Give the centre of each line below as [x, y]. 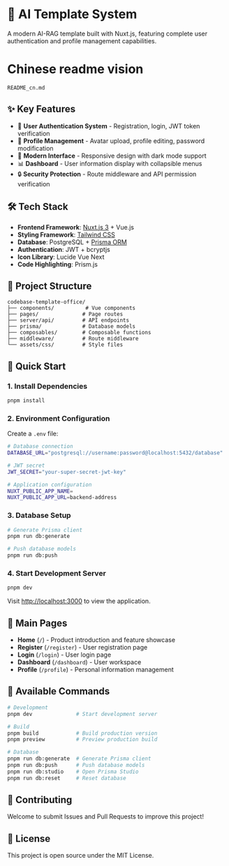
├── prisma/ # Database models [72, 327]
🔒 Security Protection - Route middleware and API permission [107, 174]
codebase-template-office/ [46, 302]
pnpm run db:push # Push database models [76, 766]
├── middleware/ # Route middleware [73, 339]
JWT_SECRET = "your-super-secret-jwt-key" [67, 472]
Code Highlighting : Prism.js [57, 264]
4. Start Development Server [57, 574]
